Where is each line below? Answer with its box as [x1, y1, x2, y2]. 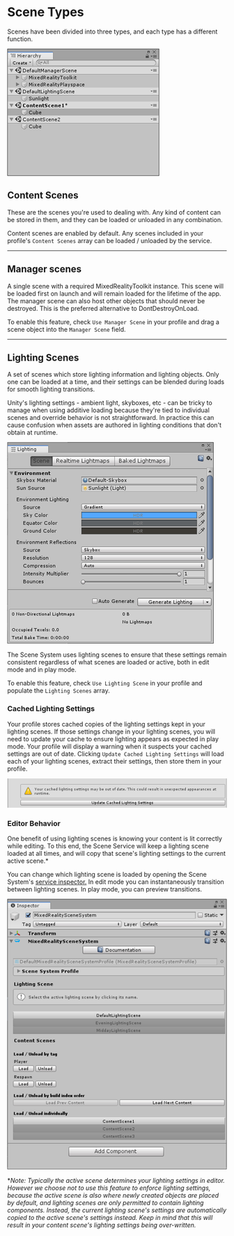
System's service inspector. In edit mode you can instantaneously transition [7, 878, 224, 886]
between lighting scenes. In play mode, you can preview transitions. [7, 885, 203, 894]
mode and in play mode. [7, 665, 77, 674]
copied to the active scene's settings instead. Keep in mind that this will [7, 1214, 213, 1222]
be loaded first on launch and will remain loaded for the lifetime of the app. [7, 289, 221, 298]
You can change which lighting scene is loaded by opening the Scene [7, 871, 207, 879]
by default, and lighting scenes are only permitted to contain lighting [7, 1199, 204, 1207]
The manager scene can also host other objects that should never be [7, 296, 205, 305]
